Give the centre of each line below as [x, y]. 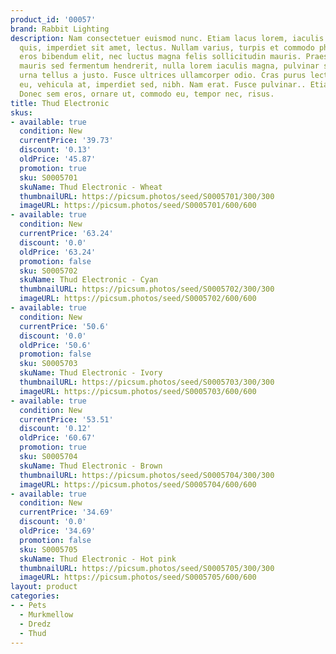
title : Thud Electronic [60, 103]
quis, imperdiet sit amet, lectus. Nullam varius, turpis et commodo [167, 47]
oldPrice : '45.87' [58, 159]
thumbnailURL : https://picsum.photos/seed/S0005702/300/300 [147, 289]
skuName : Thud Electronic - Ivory [91, 373]
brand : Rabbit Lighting [60, 29]
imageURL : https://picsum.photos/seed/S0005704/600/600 [138, 484]
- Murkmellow [46, 614]
